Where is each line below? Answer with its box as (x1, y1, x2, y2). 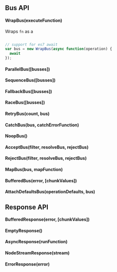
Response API (5, 203, 49, 211)
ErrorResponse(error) (5, 261, 50, 267)
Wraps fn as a (5, 28, 33, 34)
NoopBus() (5, 133, 28, 139)
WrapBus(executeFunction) (5, 17, 62, 23)
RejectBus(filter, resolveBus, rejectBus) (5, 155, 87, 161)
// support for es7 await (5, 42, 58, 47)
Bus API (5, 4, 29, 12)
